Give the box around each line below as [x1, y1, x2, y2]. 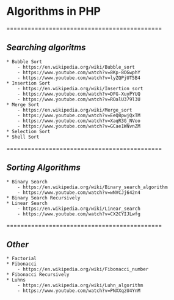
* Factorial [6, 256, 37, 262]
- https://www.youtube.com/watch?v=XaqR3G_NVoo [17, 118, 140, 124]
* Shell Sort [6, 134, 40, 140]
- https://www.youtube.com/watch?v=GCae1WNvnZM [17, 123, 140, 129]
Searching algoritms [6, 42, 86, 53]
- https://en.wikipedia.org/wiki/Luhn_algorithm [17, 282, 143, 289]
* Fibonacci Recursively [6, 272, 70, 278]
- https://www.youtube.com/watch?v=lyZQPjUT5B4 [17, 75, 140, 81]
